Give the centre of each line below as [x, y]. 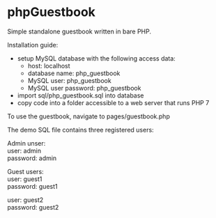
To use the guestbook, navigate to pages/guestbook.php [89, 116]
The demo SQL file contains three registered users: [81, 130]
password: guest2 [33, 207]
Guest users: [25, 171]
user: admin [24, 150]
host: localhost [49, 65]
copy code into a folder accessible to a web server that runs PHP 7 [113, 102]
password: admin [32, 158]
